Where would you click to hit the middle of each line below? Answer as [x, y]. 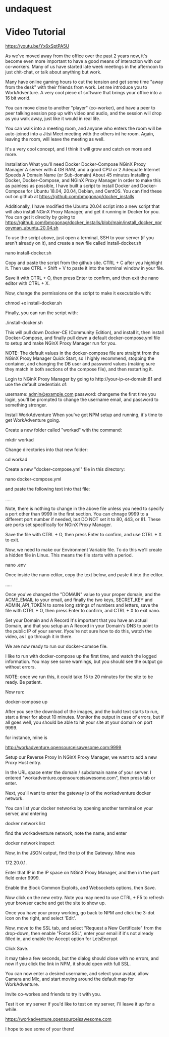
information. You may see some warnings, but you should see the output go [84, 661]
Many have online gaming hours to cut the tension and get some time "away [84, 82]
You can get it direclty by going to [40, 217]
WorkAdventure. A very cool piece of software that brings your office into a [83, 93]
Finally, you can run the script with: [42, 313]
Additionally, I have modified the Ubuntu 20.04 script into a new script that [82, 206]
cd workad [16, 460]
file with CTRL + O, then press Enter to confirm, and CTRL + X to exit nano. [83, 611]
